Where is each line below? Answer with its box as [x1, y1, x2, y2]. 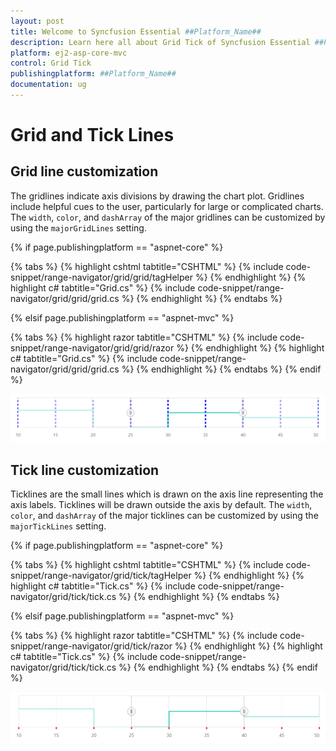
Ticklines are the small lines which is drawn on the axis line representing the [10, 488, 324, 500]
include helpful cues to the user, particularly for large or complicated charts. [10, 200, 324, 212]
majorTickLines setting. [10, 520, 107, 532]
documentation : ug [10, 80, 87, 90]
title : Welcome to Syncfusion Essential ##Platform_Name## [10, 26, 262, 37]
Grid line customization [10, 163, 159, 180]
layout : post [10, 16, 65, 26]
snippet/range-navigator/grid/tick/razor [10, 640, 173, 652]
